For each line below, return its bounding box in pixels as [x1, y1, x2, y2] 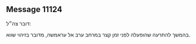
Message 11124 [6, 5, 63, 14]
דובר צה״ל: [6, 20, 31, 27]
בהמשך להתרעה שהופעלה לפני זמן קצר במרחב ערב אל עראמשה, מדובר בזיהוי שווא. [6, 31, 191, 38]
